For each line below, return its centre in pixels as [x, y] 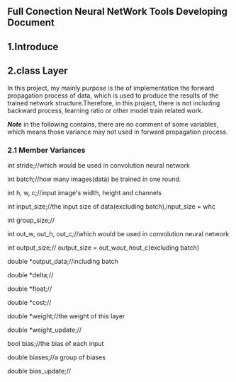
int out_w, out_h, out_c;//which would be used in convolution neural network [118, 233]
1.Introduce [33, 46]
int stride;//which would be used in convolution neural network [99, 165]
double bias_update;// [39, 371]
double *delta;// [30, 274]
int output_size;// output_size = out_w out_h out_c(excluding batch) [103, 248]
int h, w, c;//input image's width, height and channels [84, 192]
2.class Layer [38, 71]
